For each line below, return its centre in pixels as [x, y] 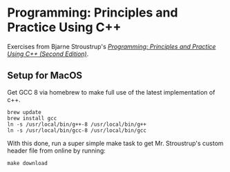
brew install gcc [32, 118]
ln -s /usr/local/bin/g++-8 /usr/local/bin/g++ [77, 124]
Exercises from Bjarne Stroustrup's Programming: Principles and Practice [112, 46]
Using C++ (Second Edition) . [48, 54]
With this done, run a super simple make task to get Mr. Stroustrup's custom [115, 143]
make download [28, 163]
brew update [24, 112]
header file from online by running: [56, 151]
